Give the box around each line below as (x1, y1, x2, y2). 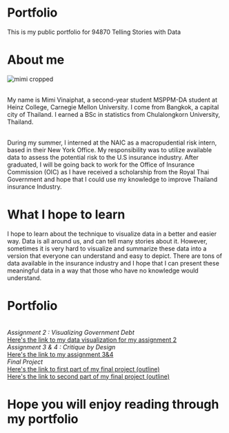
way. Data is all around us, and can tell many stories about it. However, (7, 237, 208, 245)
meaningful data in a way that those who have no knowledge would (7, 266, 199, 275)
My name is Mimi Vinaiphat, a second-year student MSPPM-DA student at (7, 95, 217, 104)
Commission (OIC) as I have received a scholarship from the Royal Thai (7, 167, 209, 176)
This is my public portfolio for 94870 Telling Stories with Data (7, 28, 181, 36)
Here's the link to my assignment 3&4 (7, 350, 114, 358)
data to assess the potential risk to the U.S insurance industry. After (7, 153, 199, 161)
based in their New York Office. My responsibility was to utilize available (7, 145, 212, 154)
